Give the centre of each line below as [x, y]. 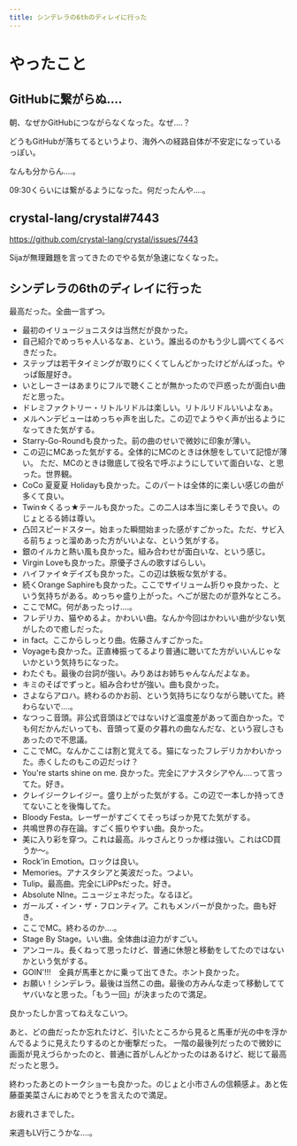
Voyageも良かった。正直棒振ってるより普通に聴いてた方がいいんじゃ [148, 651]
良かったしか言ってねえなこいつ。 [71, 1013]
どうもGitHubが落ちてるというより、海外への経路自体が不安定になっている [145, 141]
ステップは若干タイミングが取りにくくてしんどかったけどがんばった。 [149, 363]
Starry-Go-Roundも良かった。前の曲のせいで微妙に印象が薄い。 [139, 441]
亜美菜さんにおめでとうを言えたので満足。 [94, 1096]
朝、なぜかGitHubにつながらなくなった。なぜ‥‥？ [100, 122]
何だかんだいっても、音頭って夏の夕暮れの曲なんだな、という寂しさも [157, 729]
